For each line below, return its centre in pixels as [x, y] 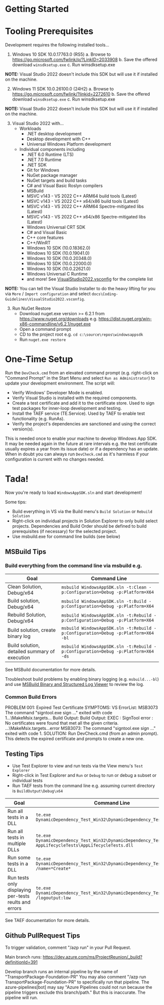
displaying [19, 890]
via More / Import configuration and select [48, 294]
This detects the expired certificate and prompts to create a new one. [75, 738]
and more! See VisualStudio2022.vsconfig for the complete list [90, 279]
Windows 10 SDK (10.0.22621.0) [59, 269]
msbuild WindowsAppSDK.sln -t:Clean [104, 587]
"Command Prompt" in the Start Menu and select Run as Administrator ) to [80, 378]
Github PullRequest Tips [43, 936]
